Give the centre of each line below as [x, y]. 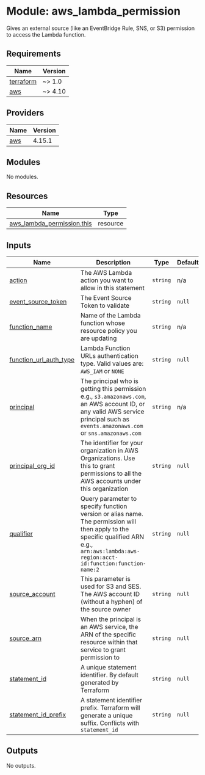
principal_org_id [32, 466]
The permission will [108, 522]
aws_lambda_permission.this [51, 224]
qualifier [21, 534]
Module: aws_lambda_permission [94, 11]
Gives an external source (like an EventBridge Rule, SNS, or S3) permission [101, 28]
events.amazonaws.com [112, 426]
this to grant [98, 466]
